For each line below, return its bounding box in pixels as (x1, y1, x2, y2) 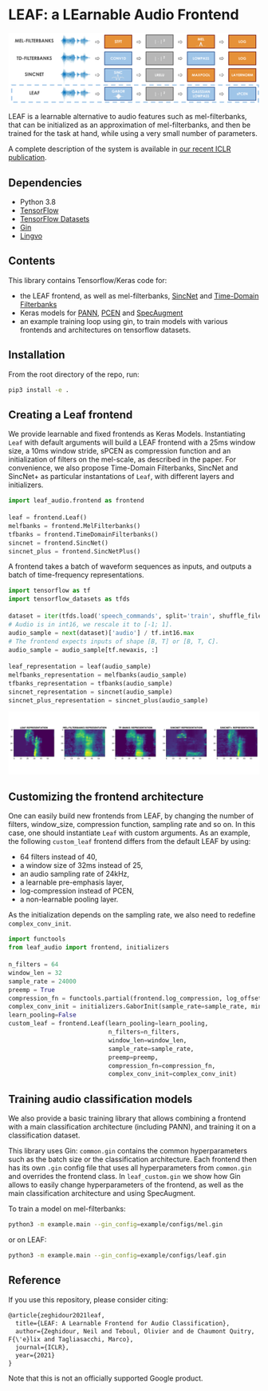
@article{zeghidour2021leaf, (8, 1311, 105, 1319)
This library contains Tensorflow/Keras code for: (8, 275, 167, 285)
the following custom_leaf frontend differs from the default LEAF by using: (8, 837, 251, 846)
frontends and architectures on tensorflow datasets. (19, 325, 191, 334)
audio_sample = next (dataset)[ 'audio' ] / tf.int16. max (8, 629, 195, 637)
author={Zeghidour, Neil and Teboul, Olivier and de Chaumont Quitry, (15, 1327, 255, 1335)
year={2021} (15, 1351, 56, 1359)
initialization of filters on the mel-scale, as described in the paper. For (8, 454, 237, 465)
